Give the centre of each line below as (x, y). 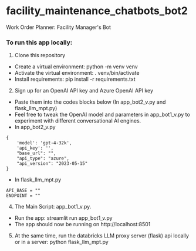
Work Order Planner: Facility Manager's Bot (59, 27)
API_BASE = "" (23, 191)
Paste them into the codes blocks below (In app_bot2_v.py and (90, 102)
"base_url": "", (37, 153)
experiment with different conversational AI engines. (78, 121)
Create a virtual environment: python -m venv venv (76, 67)
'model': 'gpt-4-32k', (44, 143)
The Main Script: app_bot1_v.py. (53, 207)
